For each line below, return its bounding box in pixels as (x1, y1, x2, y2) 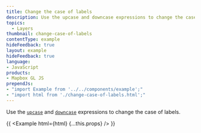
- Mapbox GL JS (6, 75, 44, 81)
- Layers (11, 25, 33, 32)
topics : (6, 20, 26, 26)
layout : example (6, 48, 47, 54)
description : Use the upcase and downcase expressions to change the (6, 14, 184, 20)
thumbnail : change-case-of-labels (6, 31, 93, 37)
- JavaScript (6, 64, 39, 70)
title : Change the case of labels (6, 8, 93, 15)
